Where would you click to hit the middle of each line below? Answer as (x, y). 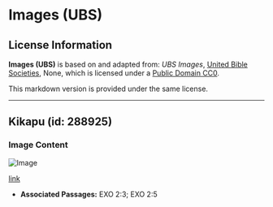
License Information (60, 45)
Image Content (39, 145)
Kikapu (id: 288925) (60, 122)
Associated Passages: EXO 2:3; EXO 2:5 (89, 194)
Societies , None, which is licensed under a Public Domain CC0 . (114, 73)
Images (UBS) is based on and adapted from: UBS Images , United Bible (128, 64)
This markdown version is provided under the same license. (108, 88)
